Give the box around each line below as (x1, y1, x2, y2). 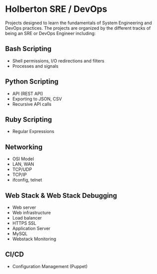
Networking (5, 142, 43, 151)
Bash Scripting (5, 45, 52, 53)
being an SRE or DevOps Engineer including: (5, 30, 96, 36)
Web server (12, 204, 36, 210)
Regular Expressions (12, 129, 54, 135)
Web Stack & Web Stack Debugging (5, 191, 117, 200)
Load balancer (12, 215, 42, 221)
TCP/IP (12, 172, 27, 178)
